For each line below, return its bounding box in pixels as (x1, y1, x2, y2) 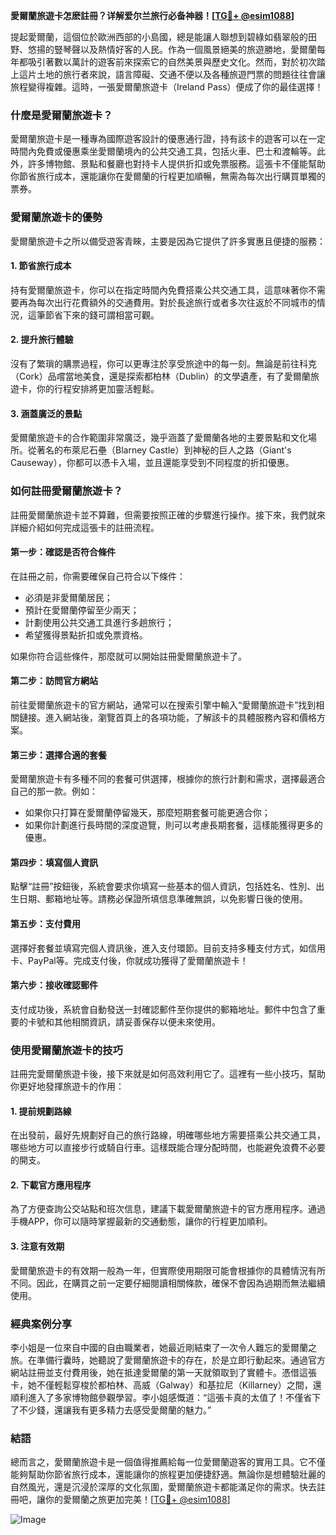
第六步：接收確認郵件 (10, 979, 98, 991)
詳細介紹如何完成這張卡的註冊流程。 (10, 521, 160, 533)
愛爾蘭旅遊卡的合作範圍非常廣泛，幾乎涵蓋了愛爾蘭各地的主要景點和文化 (10, 432, 308, 444)
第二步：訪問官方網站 (10, 675, 98, 687)
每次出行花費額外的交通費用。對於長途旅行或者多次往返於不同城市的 (36, 296, 317, 308)
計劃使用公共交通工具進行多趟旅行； (24, 616, 175, 628)
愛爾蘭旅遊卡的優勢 (10, 210, 103, 224)
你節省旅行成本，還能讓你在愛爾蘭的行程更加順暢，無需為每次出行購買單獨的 (10, 170, 326, 183)
